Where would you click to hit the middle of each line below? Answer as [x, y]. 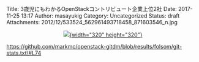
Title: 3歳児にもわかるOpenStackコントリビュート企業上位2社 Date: [92, 9]
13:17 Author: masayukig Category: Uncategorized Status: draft [100, 16]
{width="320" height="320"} [106, 35]
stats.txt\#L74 [24, 53]
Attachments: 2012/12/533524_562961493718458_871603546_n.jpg [92, 22]
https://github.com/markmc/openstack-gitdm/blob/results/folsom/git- [94, 46]
